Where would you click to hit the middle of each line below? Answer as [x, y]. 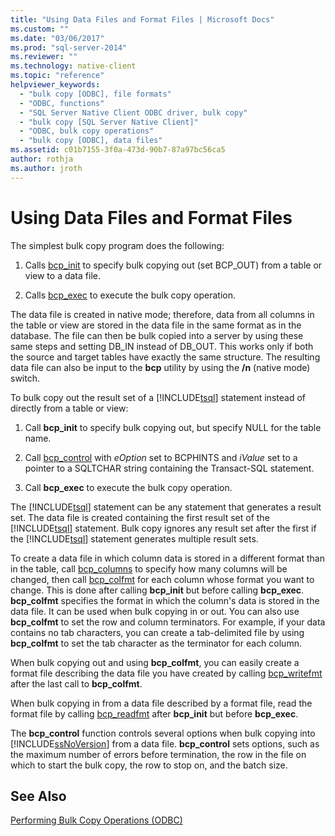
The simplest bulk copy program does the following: [117, 245]
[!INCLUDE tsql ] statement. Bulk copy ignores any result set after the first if [163, 528]
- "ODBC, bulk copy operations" [87, 131]
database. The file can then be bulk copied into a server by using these [157, 335]
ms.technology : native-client [73, 66]
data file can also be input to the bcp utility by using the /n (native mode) [160, 367]
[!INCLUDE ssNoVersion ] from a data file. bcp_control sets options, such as [165, 743]
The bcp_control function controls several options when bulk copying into [163, 733]
